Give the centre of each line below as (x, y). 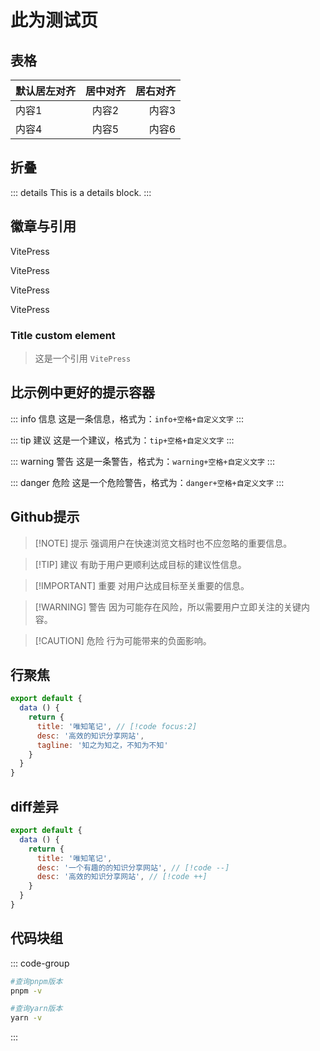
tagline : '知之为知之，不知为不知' (102, 745)
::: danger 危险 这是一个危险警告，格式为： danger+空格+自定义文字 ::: (147, 482)
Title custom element (63, 335)
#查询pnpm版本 (36, 981)
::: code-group (40, 963)
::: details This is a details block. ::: (81, 192)
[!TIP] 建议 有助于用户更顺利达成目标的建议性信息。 (140, 564)
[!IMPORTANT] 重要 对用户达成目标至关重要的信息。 (142, 585)
